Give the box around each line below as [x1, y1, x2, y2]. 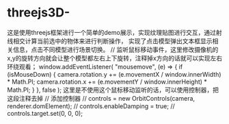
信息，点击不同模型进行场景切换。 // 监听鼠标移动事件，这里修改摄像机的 [12, 45, 219, 53]
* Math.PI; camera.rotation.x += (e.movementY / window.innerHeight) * [7, 77, 207, 86]
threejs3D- [7, 5, 70, 21]
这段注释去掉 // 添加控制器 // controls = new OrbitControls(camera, [7, 94, 196, 102]
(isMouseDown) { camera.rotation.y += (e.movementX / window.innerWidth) [7, 70, 221, 78]
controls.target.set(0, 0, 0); [7, 109, 83, 117]
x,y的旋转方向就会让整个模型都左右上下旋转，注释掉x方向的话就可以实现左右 [7, 53, 223, 62]
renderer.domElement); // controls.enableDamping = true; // [7, 101, 176, 110]
